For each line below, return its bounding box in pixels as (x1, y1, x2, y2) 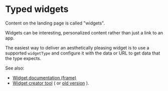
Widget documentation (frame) (12, 74, 77, 80)
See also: (5, 65, 25, 71)
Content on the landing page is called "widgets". (5, 20, 105, 26)
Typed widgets (5, 3, 69, 15)
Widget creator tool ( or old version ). (12, 80, 89, 86)
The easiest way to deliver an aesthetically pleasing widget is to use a (5, 44, 149, 50)
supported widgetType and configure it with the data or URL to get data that (5, 50, 160, 56)
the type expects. (5, 55, 42, 61)
